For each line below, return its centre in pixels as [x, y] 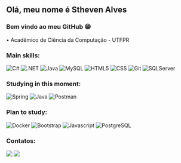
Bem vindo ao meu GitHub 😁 [49, 27]
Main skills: [23, 55]
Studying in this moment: [44, 84]
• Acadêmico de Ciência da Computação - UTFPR [68, 40]
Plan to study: [27, 112]
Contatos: [21, 141]
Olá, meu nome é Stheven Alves [67, 10]
